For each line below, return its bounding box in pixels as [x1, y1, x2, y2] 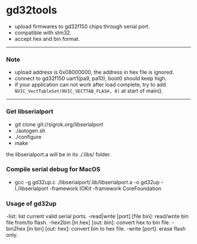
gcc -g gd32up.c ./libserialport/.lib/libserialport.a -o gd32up [14, 178, 160, 185]
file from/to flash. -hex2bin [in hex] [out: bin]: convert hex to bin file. [6, 219, 171, 226]
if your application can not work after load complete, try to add [14, 81, 166, 88]
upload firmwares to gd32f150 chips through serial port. [14, 23, 150, 30]
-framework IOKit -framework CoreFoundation [49, 185, 162, 192]
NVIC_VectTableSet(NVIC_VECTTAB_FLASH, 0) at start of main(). [14, 87, 163, 94]
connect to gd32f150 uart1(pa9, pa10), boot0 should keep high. [14, 75, 167, 82]
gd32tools [6, 4, 57, 17]
